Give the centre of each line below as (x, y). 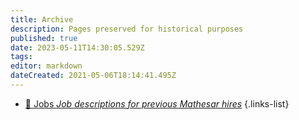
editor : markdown (46, 66)
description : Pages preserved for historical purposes (127, 29)
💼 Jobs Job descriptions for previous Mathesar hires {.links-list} (157, 103)
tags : (21, 57)
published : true (44, 38)
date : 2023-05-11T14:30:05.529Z (77, 47)
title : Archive (42, 19)
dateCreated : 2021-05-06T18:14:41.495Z (93, 76)
